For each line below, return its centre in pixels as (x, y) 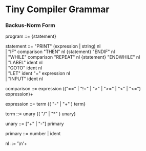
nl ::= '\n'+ (16, 143)
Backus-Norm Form (30, 26)
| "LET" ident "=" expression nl (38, 73)
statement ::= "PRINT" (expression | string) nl (53, 46)
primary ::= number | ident (33, 134)
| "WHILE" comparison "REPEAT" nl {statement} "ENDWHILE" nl (73, 57)
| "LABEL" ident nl (24, 63)
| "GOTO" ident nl (24, 68)
